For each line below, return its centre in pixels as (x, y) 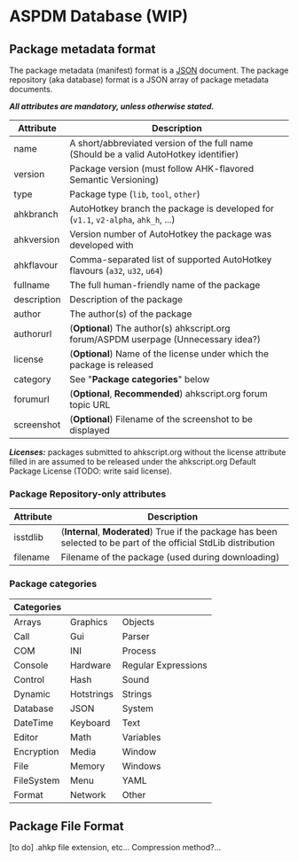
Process (139, 651)
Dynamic (32, 693)
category (32, 379)
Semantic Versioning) (114, 180)
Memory (87, 766)
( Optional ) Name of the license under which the (169, 354)
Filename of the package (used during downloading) (170, 558)
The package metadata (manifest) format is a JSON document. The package (149, 70)
